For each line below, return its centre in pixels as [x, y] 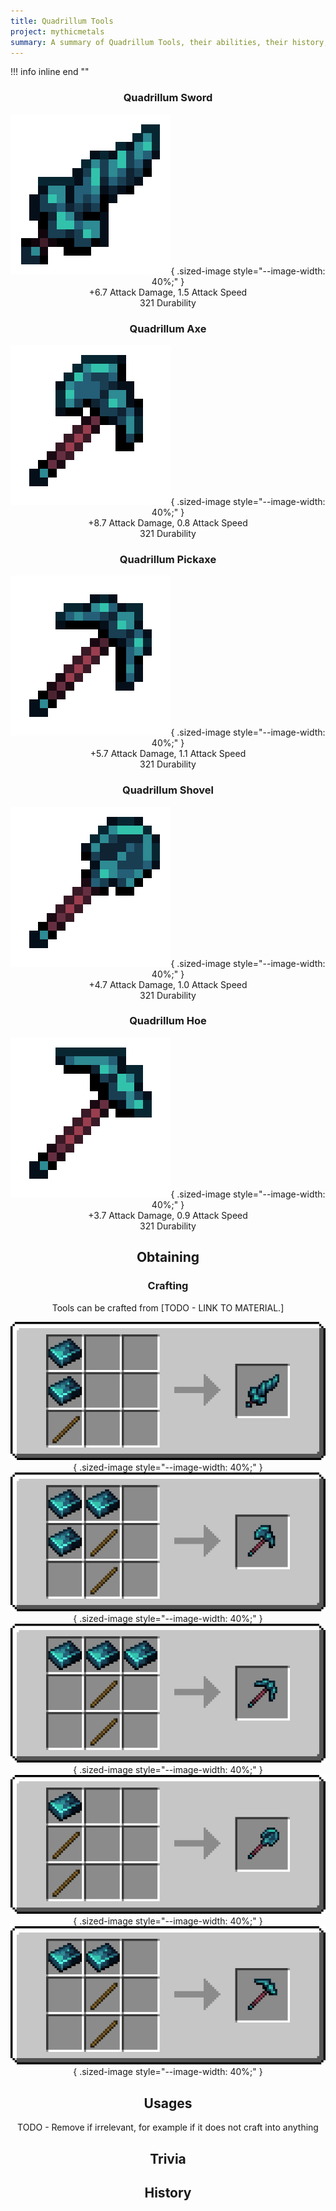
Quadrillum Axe [168, 328]
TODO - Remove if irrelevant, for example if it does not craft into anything [168, 2127]
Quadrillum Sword [168, 98]
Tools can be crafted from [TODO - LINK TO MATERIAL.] [168, 1307]
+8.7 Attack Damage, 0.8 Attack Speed [168, 522]
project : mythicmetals [57, 31]
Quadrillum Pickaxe [168, 559]
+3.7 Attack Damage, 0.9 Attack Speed [168, 1215]
